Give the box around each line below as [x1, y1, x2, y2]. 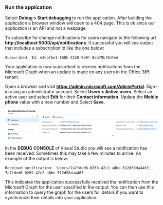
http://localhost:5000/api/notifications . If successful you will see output [5, 40, 153, 46]
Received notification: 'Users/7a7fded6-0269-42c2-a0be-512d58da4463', [5, 165, 153, 170]
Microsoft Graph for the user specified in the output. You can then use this [5, 184, 154, 190]
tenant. [5, 74, 19, 80]
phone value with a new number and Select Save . [5, 99, 105, 105]
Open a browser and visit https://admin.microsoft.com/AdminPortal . [5, 83, 145, 89]
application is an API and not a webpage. [5, 25, 87, 31]
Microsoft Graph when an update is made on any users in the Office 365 [5, 69, 150, 75]
